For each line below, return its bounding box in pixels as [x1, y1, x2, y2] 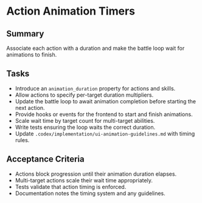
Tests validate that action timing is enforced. [15, 183, 127, 190]
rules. [15, 136, 30, 143]
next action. [15, 104, 45, 111]
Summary [6, 29, 44, 39]
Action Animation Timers [6, 4, 136, 18]
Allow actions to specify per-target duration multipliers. [15, 91, 154, 98]
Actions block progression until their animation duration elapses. [15, 170, 177, 177]
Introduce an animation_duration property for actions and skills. [15, 84, 176, 92]
